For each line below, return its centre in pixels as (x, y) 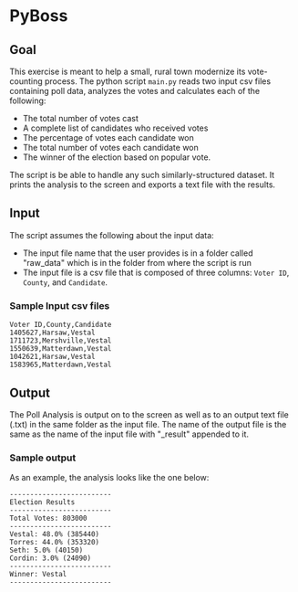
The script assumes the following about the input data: (112, 235)
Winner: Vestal (38, 575)
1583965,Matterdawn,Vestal (61, 365)
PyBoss (39, 16)
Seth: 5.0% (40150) (46, 550)
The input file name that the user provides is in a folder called (138, 253)
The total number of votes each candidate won (110, 148)
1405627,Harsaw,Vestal (52, 333)
